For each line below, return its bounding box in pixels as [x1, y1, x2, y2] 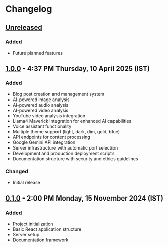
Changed [5, 168, 29, 175]
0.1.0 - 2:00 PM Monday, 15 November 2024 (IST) [5, 194, 164, 203]
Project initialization [12, 221, 54, 227]
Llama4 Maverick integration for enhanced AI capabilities [12, 118, 132, 124]
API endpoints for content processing [12, 134, 91, 140]
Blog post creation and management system [12, 91, 105, 97]
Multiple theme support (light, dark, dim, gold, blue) [12, 128, 120, 134]
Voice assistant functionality [12, 123, 72, 129]
